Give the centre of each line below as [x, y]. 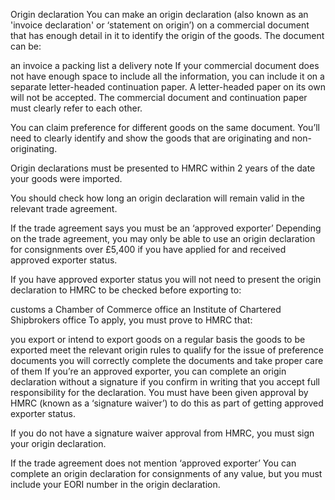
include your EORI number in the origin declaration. [115, 484]
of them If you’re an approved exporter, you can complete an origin [148, 371]
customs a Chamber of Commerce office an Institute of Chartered [146, 309]
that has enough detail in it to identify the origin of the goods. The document [167, 35]
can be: [26, 46]
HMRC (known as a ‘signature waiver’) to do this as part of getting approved [167, 403]
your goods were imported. [66, 178]
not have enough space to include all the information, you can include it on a [167, 76]
